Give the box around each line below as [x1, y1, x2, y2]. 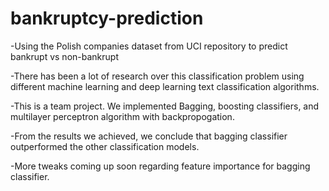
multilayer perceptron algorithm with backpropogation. [10, 110, 235, 122]
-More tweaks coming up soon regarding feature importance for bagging [10, 160, 311, 172]
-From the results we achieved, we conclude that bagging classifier [10, 130, 288, 142]
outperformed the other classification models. [10, 140, 200, 152]
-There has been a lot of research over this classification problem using [10, 70, 305, 82]
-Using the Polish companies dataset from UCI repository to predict [10, 40, 288, 52]
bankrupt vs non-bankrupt [10, 50, 119, 62]
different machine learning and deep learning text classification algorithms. [10, 80, 320, 92]
